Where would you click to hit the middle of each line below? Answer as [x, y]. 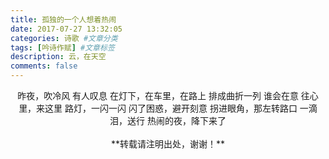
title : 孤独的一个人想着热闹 [63, 19]
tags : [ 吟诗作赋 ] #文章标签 [62, 47]
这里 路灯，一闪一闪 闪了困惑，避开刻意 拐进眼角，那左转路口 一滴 [181, 108]
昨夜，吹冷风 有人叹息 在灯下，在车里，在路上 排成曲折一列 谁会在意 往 [163, 95]
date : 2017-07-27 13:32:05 [66, 29]
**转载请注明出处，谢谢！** [168, 144]
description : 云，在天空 [58, 57]
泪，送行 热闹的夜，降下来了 [168, 120]
